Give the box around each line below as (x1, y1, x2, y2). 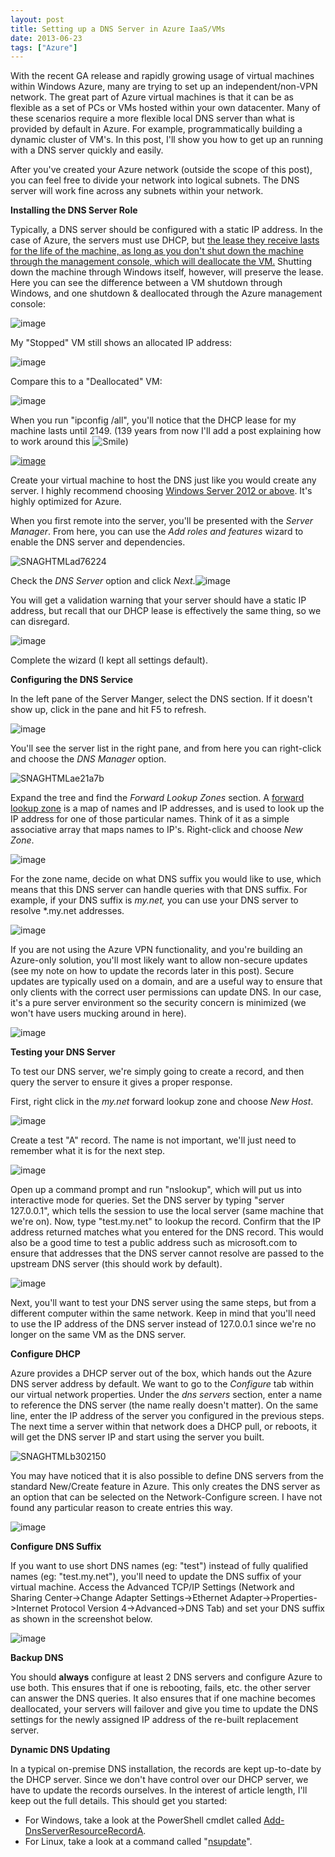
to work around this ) (10, 436, 129, 448)
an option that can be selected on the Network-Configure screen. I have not (10, 1491, 323, 1503)
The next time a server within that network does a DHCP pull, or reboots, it (10, 1421, 317, 1433)
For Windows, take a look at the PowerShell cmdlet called (24, 1814, 262, 1826)
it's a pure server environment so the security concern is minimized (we (10, 997, 307, 1009)
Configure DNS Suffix (10, 1541, 102, 1553)
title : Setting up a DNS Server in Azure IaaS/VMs (10, 24, 226, 34)
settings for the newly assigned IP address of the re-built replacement (10, 1714, 299, 1726)
